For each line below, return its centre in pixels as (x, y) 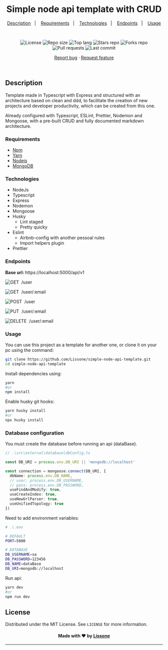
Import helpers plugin (42, 243)
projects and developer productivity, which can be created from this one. (80, 106)
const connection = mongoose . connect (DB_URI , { (56, 471)
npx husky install (24, 420)
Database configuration (34, 433)
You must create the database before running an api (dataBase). (71, 444)
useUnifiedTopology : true (37, 504)
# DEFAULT (15, 536)
